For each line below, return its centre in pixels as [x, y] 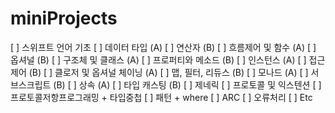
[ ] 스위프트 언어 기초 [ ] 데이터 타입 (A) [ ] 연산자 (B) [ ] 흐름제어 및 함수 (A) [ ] [163, 47]
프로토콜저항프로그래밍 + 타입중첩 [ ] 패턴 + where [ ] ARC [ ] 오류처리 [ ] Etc [161, 97]
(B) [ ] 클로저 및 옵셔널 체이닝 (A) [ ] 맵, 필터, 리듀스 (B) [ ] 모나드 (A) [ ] [168, 72]
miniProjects [64, 18]
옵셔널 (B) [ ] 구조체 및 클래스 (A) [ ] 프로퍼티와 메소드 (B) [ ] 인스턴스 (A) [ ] [158, 59]
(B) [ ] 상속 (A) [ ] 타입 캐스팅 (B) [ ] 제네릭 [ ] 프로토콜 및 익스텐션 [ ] [187, 84]
